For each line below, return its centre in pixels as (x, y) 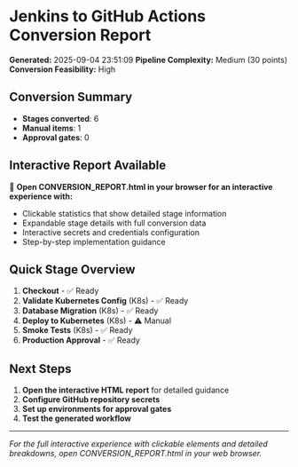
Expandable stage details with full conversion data (114, 223)
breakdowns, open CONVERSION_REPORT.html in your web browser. (136, 454)
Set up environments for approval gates (97, 409)
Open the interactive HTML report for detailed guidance (125, 390)
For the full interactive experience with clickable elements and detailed (138, 444)
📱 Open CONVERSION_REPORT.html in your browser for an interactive (141, 186)
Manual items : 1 (51, 128)
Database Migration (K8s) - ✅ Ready (90, 311)
